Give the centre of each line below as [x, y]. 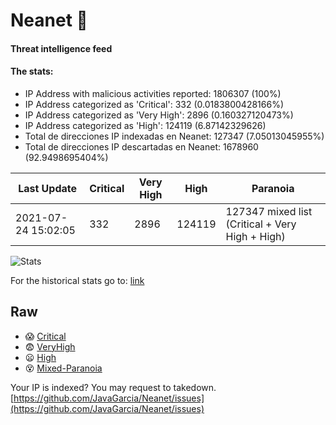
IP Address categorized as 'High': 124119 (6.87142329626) [145, 125]
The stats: [32, 71]
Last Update [48, 188]
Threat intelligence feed [61, 48]
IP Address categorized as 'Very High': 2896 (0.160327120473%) [159, 115]
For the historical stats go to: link [77, 280]
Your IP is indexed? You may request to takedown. [113, 387]
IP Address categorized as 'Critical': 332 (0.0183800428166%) [154, 104]
